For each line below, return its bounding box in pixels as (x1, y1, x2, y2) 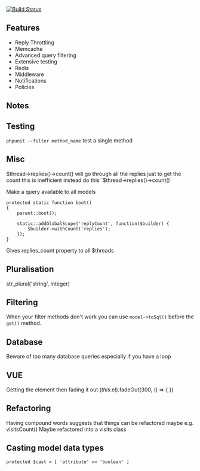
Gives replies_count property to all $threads (6, 247, 115, 254)
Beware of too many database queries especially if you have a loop (6, 353, 171, 360)
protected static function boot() (6, 199, 93, 206)
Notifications (14, 77, 47, 84)
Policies (14, 83, 35, 90)
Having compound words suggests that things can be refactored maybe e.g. (6, 419, 194, 426)
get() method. (6, 320, 42, 327)
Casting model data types (6, 443, 104, 453)
